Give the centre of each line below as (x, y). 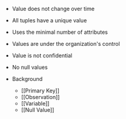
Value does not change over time (53, 9)
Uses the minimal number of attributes (60, 32)
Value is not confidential (42, 56)
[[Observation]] (40, 97)
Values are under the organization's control (66, 44)
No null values (30, 67)
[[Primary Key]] (40, 91)
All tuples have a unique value (49, 20)
